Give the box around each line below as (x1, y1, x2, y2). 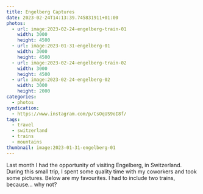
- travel (12, 122, 34, 128)
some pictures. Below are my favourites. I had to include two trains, (6, 174, 176, 181)
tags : (6, 116, 20, 122)
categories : (6, 94, 37, 100)
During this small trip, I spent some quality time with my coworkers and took (6, 168, 197, 175)
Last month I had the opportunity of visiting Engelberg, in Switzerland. (6, 161, 182, 168)
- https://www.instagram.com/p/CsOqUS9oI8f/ (12, 111, 127, 117)
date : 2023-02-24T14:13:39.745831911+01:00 (6, 15, 119, 21)
